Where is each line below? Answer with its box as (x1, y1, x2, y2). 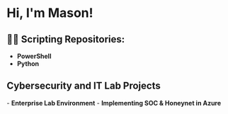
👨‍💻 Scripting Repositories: (6, 33, 125, 45)
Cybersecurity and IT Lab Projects (6, 80, 161, 92)
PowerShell (16, 52, 52, 60)
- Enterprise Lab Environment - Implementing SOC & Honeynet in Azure (6, 98, 222, 107)
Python (16, 59, 40, 68)
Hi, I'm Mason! (6, 5, 93, 21)
